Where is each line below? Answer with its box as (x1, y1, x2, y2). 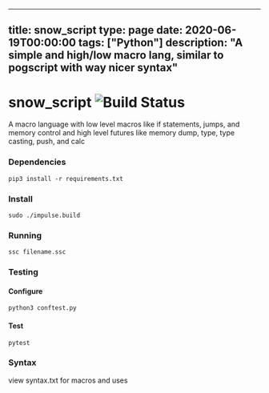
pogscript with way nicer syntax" (8, 61, 179, 74)
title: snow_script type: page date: (8, 23, 183, 37)
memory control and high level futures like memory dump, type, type (8, 128, 235, 138)
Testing (8, 267, 38, 278)
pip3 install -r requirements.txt (8, 174, 124, 182)
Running (8, 230, 42, 241)
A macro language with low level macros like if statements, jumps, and (8, 119, 240, 129)
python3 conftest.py (8, 304, 78, 312)
